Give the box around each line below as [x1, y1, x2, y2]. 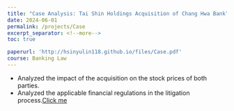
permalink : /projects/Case [7, 23, 86, 30]
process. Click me [17, 96, 68, 104]
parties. [17, 81, 40, 89]
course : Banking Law [7, 55, 68, 62]
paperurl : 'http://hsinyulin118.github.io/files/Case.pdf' [7, 49, 182, 55]
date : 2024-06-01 [7, 17, 58, 24]
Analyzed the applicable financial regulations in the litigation [17, 88, 190, 97]
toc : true [7, 36, 36, 43]
